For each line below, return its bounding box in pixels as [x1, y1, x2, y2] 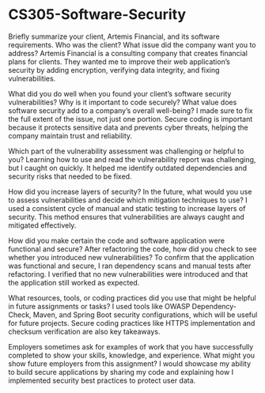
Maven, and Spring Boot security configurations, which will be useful [32, 310, 258, 319]
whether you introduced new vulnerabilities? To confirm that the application [8, 252, 255, 262]
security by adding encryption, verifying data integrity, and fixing [8, 65, 220, 74]
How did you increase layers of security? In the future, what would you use [8, 187, 252, 196]
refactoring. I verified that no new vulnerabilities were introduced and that [8, 269, 248, 278]
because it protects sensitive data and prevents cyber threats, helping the [8, 123, 248, 132]
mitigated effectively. [8, 220, 77, 230]
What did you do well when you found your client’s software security [8, 89, 232, 98]
